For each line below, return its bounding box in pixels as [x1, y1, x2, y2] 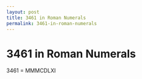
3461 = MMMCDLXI [6, 67, 56, 74]
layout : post [6, 9, 40, 15]
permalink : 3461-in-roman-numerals [6, 20, 97, 26]
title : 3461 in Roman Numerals [6, 15, 86, 21]
